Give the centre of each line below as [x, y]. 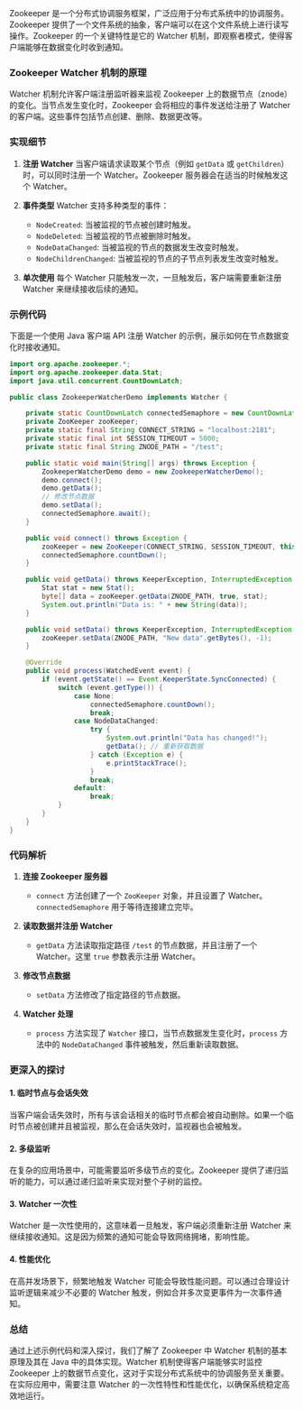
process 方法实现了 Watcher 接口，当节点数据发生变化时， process [156, 1033]
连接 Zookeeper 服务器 [65, 876]
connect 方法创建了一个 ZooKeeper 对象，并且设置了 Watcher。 [151, 895]
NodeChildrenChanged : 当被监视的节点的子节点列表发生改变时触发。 [160, 258]
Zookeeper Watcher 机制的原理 [78, 72]
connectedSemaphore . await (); [96, 514]
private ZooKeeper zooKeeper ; [83, 422]
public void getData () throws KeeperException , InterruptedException [159, 580]
